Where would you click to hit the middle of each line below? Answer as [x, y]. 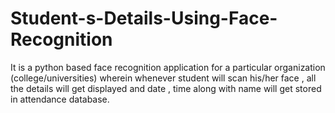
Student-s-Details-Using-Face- [144, 18]
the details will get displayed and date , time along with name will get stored [166, 88]
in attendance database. [60, 99]
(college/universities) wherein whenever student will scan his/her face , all [163, 78]
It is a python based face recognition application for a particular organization [168, 67]
